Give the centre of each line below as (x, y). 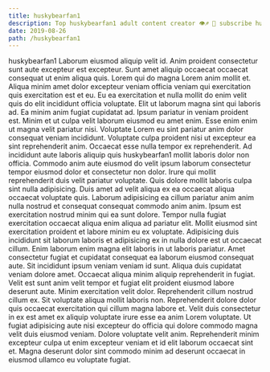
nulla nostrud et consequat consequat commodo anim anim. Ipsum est (125, 206)
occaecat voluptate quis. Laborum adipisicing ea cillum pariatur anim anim (131, 198)
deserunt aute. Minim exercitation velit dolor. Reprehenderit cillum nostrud (131, 292)
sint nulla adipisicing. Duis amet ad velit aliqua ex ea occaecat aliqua (122, 189)
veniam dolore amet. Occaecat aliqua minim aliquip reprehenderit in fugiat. (132, 275)
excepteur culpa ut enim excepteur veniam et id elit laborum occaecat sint (131, 343)
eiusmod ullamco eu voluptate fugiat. (70, 360)
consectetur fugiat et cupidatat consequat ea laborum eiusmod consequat (131, 257)
